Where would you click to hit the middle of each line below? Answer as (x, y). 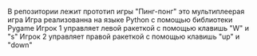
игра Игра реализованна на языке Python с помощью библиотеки (120, 20)
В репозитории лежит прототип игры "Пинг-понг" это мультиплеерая (126, 11)
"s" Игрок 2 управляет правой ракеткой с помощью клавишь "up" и (124, 36)
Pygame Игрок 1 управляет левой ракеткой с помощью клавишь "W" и (128, 28)
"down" (20, 45)
